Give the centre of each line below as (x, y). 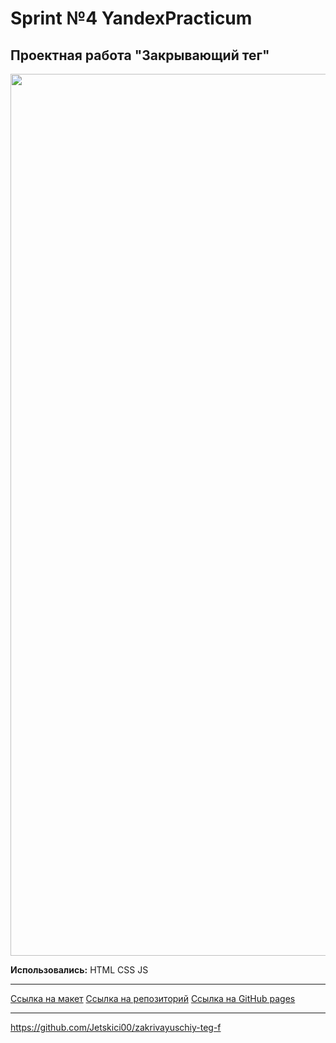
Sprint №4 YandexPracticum (131, 18)
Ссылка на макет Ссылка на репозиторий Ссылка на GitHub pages (153, 998)
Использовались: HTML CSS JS (79, 970)
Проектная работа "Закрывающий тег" (140, 55)
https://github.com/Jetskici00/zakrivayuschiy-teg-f (116, 1027)
